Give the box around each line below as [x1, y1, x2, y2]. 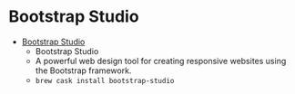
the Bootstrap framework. [35, 65, 132, 76]
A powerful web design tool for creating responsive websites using [35, 55, 287, 66]
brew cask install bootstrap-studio [35, 76, 175, 85]
